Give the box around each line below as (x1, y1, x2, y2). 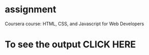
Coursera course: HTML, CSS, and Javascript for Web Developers (5, 21, 144, 27)
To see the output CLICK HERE (5, 39, 136, 50)
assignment (5, 4, 57, 15)
